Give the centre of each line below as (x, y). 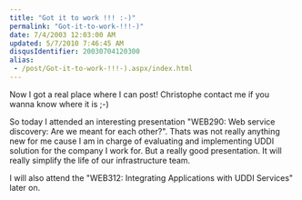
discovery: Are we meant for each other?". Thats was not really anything (145, 131)
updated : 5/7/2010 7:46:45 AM (67, 43)
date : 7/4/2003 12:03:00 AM (63, 35)
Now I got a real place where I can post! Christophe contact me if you (140, 94)
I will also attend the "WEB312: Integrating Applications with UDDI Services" (151, 177)
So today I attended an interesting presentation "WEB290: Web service (142, 121)
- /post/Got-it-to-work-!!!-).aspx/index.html (103, 69)
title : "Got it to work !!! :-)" (73, 18)
